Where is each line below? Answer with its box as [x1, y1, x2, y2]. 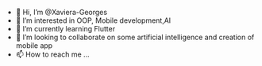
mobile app [15, 41, 53, 50]
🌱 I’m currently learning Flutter [15, 24, 116, 33]
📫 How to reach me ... [15, 49, 90, 59]
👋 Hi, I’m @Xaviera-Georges [15, 8, 108, 16]
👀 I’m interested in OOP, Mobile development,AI [15, 16, 171, 25]
